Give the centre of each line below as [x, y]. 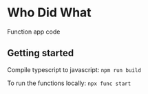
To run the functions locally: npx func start [69, 83]
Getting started [41, 53]
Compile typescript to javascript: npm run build [74, 69]
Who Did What [49, 13]
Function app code [34, 32]
